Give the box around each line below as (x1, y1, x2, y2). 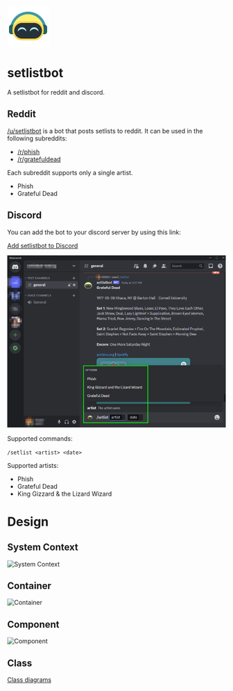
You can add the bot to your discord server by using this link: (7, 228, 182, 236)
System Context (7, 542, 78, 553)
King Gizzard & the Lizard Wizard (17, 489, 112, 498)
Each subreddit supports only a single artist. (7, 168, 133, 177)
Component (7, 618, 60, 631)
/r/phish (17, 147, 40, 156)
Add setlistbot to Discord (7, 241, 78, 250)
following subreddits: (7, 134, 67, 143)
